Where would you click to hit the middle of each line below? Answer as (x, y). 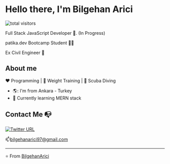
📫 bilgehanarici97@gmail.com (37, 139)
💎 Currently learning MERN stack (47, 98)
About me (21, 68)
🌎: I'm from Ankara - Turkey (42, 91)
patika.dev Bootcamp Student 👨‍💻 (40, 43)
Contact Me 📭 (29, 115)
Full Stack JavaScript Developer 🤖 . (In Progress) (55, 33)
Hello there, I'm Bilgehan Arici (69, 9)
